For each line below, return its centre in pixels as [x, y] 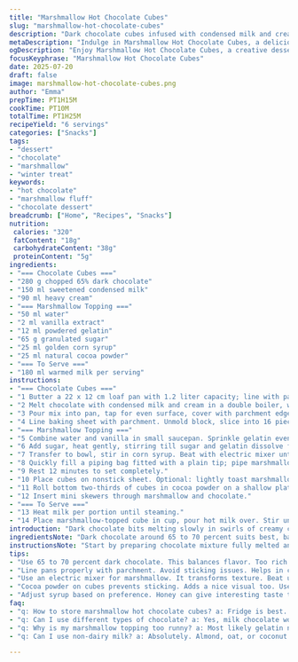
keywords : [27, 183]
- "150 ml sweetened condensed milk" [79, 289]
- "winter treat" [41, 174]
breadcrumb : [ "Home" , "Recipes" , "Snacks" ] [91, 215]
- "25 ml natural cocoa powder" [69, 356]
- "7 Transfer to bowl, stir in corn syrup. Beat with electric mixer [142, 455]
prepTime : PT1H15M [43, 100]
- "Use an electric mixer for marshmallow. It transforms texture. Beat [146, 579]
